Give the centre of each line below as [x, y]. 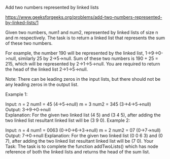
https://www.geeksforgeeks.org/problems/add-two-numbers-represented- [84, 17]
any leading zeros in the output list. [42, 84]
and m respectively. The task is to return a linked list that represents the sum [85, 38]
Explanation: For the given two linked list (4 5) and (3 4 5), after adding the [83, 115]
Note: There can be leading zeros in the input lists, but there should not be [83, 79]
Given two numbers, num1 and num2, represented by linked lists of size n [82, 32]
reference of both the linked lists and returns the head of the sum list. [78, 152]
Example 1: [16, 94]
